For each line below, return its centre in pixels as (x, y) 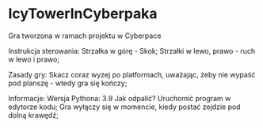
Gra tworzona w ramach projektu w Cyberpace (85, 36)
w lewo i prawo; (34, 59)
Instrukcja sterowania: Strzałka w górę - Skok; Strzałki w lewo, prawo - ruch (132, 51)
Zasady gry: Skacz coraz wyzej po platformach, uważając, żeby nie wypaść (132, 74)
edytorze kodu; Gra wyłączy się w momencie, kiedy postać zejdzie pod (124, 107)
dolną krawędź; (34, 115)
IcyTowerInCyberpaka (83, 14)
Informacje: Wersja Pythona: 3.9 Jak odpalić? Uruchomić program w (120, 98)
